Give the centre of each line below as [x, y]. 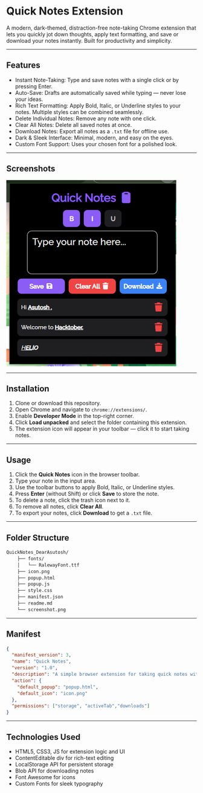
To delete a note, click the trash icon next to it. [72, 500]
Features [23, 66]
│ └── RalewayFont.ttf [48, 565]
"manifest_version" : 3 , [41, 655]
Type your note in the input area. [56, 481]
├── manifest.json [40, 597]
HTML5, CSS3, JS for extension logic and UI [70, 751]
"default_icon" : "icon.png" [52, 693]
